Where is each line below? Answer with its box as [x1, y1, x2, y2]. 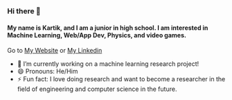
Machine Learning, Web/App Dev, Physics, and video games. [7, 31, 187, 39]
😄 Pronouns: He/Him [17, 67, 78, 76]
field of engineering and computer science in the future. [17, 85, 177, 93]
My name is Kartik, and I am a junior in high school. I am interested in [7, 24, 208, 32]
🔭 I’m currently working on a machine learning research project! [17, 60, 199, 68]
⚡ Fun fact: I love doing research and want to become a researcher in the [17, 75, 226, 83]
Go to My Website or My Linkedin [7, 47, 102, 55]
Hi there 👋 [7, 6, 42, 16]
